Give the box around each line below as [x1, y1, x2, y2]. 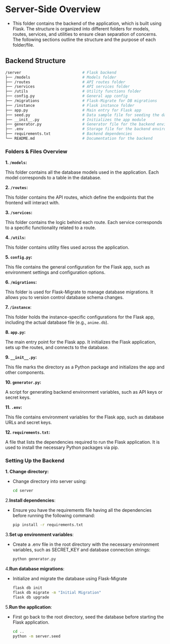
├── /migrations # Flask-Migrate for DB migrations [5, 98, 157, 103]
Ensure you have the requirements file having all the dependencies [12, 507, 152, 513]
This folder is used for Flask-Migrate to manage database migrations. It [5, 289, 153, 295]
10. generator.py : [5, 379, 41, 386]
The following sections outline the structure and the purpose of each [12, 36, 156, 43]
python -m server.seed [12, 633, 61, 639]
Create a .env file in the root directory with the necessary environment [12, 541, 159, 548]
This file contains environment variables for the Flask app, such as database [5, 414, 164, 420]
